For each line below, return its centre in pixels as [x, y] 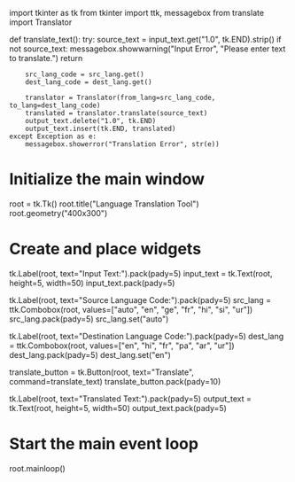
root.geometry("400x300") [58, 213]
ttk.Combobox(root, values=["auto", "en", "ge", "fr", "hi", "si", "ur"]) [131, 309]
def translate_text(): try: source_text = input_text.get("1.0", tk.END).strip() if [145, 39]
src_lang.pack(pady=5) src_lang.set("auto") [89, 319]
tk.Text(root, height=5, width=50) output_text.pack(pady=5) [118, 408]
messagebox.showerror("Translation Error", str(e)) [122, 144]
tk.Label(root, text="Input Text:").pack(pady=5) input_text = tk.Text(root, [141, 273]
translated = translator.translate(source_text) [116, 113]
